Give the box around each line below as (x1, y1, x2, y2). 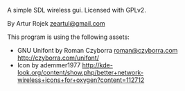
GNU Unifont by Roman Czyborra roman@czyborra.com (17, 47, 178, 54)
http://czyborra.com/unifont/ (17, 53, 99, 62)
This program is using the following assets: (7, 33, 130, 41)
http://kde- (82, 61, 113, 69)
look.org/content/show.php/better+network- (17, 69, 144, 76)
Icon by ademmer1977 (17, 61, 81, 69)
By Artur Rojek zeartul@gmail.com (7, 19, 105, 27)
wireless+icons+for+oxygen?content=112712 (17, 76, 145, 84)
